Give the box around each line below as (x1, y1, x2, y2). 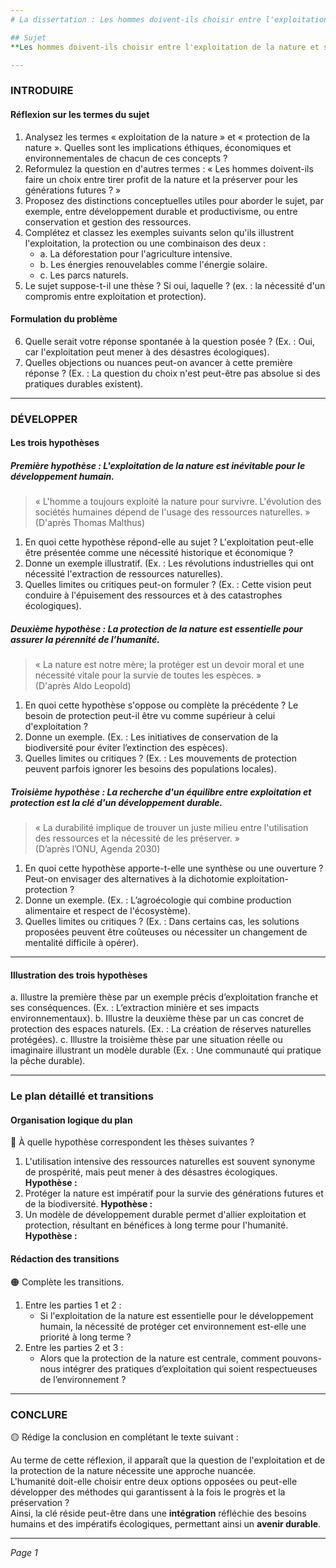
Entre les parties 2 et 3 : (24, 1341, 124, 1353)
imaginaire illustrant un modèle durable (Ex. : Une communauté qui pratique (10, 1044, 322, 1056)
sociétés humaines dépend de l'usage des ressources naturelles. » (34, 506, 311, 518)
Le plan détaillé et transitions (10, 1089, 154, 1103)
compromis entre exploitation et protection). (24, 290, 207, 302)
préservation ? (10, 1496, 70, 1508)
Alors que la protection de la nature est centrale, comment (39, 1352, 280, 1364)
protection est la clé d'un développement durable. (10, 796, 223, 808)
